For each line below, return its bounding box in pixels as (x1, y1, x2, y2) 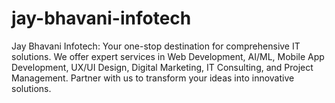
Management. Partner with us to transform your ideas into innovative (11, 72, 295, 84)
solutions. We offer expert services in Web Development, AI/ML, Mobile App (11, 50, 325, 62)
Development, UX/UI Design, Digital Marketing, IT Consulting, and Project (11, 61, 314, 73)
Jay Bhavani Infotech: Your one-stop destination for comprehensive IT (11, 40, 301, 52)
